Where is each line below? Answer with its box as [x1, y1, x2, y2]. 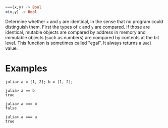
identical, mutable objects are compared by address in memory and [5, 29, 146, 35]
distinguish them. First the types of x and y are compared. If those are [5, 24, 150, 30]
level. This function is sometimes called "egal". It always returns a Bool [5, 40, 152, 46]
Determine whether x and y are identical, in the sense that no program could [5, 18, 163, 25]
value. [5, 45, 18, 51]
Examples [5, 63, 47, 74]
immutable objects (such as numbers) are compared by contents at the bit [5, 34, 159, 40]
